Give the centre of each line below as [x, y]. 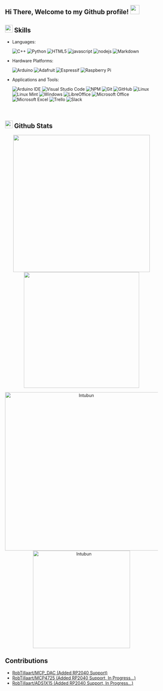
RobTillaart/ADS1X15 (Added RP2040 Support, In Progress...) [73, 683]
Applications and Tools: [35, 80]
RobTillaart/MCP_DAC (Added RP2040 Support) [60, 672]
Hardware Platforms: [33, 61]
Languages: [24, 42]
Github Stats [33, 126]
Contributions [26, 661]
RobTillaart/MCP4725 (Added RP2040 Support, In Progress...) [74, 678]
